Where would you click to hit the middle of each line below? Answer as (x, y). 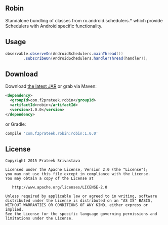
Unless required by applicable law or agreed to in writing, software (81, 196)
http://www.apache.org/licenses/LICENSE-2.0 (60, 188)
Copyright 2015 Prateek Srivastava (43, 161)
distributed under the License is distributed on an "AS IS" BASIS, (79, 201)
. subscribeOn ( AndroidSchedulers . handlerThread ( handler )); (86, 58)
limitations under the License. (39, 218)
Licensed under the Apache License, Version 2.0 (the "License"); (77, 170)
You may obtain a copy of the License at (50, 179)
